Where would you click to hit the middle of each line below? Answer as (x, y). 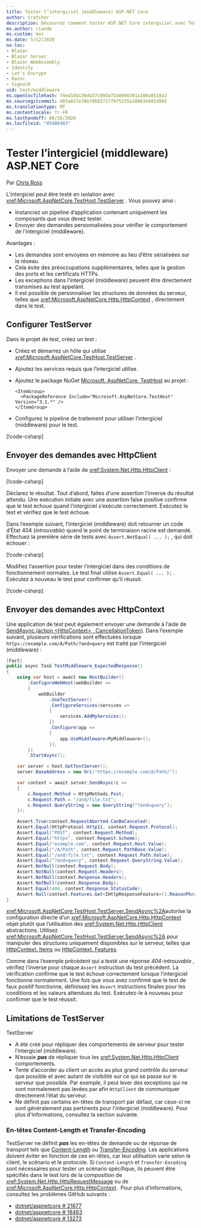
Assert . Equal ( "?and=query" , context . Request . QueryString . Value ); (100, 861)
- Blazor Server (26, 56)
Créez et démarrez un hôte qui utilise (60, 351)
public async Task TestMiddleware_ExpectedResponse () (75, 666)
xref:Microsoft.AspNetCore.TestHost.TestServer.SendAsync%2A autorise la (99, 911)
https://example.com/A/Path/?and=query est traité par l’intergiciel (86, 643)
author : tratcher (28, 17)
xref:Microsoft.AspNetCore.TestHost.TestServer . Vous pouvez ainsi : (91, 201)
